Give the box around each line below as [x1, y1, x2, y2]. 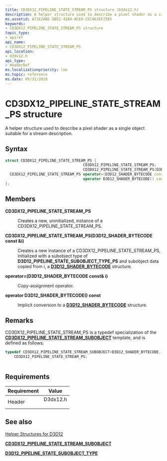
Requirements [5, 372, 50, 381]
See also [5, 418, 32, 426]
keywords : [5, 21, 26, 26]
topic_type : [5, 30, 30, 35]
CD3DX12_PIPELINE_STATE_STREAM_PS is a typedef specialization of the [5, 329, 157, 336]
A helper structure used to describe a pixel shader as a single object [5, 125, 145, 131]
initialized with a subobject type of [17, 253, 88, 259]
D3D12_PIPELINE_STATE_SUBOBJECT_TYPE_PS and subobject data [17, 258, 159, 264]
